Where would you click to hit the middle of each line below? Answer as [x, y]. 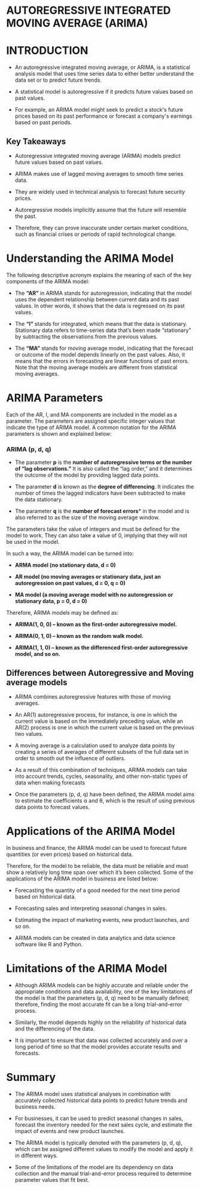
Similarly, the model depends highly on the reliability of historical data [100, 1022]
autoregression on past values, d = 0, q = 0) [70, 583]
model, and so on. [38, 654]
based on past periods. [43, 122]
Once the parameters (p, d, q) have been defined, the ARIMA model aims [105, 794]
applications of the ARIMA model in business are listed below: [82, 878]
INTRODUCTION [47, 51]
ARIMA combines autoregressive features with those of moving [93, 696]
